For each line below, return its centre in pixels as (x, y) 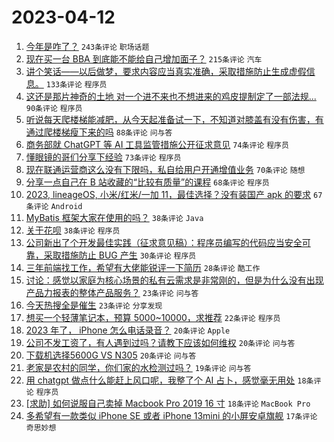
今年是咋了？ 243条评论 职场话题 (87, 46)
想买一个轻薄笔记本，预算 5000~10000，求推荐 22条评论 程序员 (153, 317)
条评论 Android (54, 206)
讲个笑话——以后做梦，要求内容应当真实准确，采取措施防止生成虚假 (166, 71)
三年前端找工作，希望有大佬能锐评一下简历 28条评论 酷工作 (143, 267)
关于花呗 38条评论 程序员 (73, 230)
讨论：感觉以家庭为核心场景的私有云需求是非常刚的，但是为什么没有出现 (174, 280)
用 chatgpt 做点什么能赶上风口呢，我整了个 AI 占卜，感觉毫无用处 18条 (169, 380)
